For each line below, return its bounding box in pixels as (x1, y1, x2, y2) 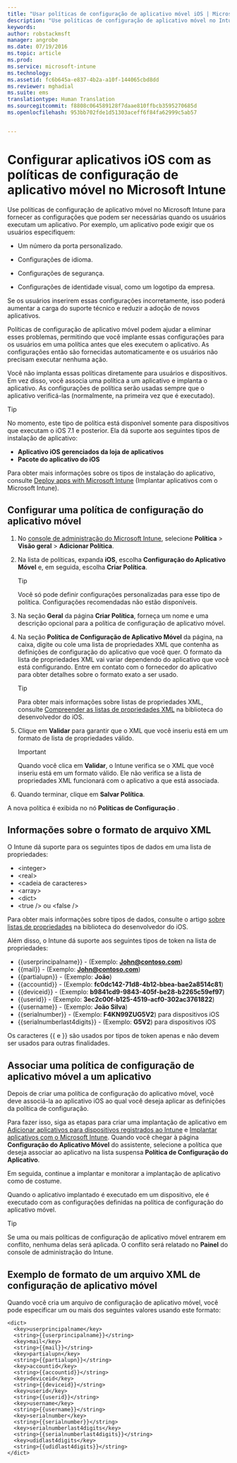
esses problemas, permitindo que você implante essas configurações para (7, 332, 224, 341)
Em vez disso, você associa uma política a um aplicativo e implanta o (7, 376, 208, 385)
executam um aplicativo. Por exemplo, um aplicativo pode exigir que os (7, 220, 214, 228)
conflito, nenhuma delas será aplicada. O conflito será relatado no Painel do (7, 1240, 229, 1249)
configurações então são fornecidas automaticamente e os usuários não (7, 347, 219, 356)
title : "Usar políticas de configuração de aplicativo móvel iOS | (7, 10, 210, 18)
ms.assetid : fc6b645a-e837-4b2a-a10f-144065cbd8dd (7, 76, 159, 83)
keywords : (7, 23, 37, 30)
